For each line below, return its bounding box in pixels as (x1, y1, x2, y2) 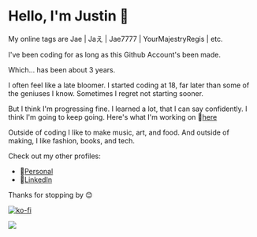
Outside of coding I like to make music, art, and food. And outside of (8, 128, 230, 137)
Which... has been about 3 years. (8, 65, 116, 74)
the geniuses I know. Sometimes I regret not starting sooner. (8, 88, 203, 98)
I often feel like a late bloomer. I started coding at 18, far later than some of (8, 80, 250, 90)
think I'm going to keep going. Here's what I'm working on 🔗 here (8, 112, 218, 121)
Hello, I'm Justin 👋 (8, 7, 129, 25)
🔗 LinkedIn (19, 175, 53, 184)
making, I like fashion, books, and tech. (8, 135, 136, 145)
